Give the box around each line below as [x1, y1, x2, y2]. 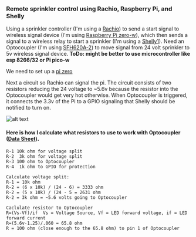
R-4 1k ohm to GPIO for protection [6, 164, 96, 170]
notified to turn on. [6, 104, 51, 111]
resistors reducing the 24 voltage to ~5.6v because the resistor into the [6, 86, 178, 93]
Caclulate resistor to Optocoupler [6, 205, 93, 211]
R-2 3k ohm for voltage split [6, 153, 83, 160]
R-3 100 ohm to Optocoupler [6, 158, 75, 164]
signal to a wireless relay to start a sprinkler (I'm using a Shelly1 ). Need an [6, 38, 185, 45]
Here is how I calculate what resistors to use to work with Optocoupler [6, 128, 181, 136]
